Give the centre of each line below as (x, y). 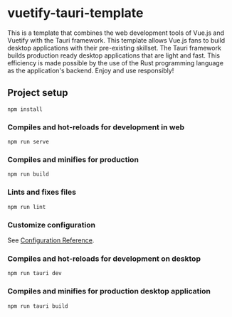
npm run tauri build (38, 306)
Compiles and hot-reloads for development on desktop (104, 259)
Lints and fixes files (42, 192)
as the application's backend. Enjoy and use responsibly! (91, 70)
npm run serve (28, 142)
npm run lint (27, 207)
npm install (25, 109)
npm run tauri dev (35, 274)
